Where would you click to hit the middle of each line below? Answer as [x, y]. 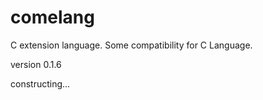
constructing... [40, 83]
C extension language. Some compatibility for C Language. [131, 45]
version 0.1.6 [36, 64]
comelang [52, 17]
